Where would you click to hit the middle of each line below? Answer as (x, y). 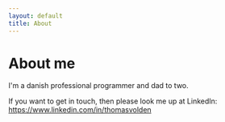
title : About (30, 23)
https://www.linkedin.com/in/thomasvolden (80, 110)
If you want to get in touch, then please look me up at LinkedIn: (113, 101)
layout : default (35, 16)
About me (42, 63)
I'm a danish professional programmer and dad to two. (99, 86)
